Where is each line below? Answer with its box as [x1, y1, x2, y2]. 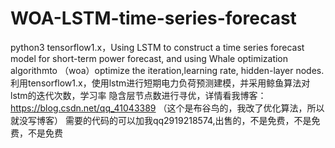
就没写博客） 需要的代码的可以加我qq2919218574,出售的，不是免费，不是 [10, 114, 312, 126]
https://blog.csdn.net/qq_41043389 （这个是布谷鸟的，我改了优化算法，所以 [10, 102, 325, 114]
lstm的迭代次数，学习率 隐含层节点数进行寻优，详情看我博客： [10, 89, 267, 101]
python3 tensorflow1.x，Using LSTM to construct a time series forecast [10, 41, 305, 53]
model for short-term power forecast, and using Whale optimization [10, 52, 289, 64]
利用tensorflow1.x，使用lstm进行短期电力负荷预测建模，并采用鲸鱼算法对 [10, 77, 311, 89]
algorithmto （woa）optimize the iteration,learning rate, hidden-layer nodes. [10, 64, 325, 76]
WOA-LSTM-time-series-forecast [10, 7, 297, 30]
